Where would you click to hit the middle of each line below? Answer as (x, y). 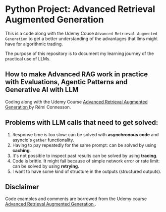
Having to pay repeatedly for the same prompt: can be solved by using (84, 145)
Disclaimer (22, 187)
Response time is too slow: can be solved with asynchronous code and (85, 134)
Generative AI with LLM (42, 90)
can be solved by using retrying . (46, 166)
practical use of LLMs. (28, 58)
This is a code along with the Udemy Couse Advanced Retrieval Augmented (81, 33)
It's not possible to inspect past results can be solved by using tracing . (85, 156)
